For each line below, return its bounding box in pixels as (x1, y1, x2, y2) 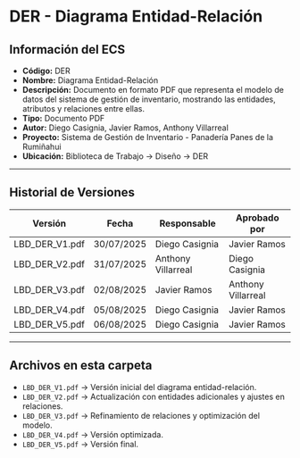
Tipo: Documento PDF (21, 113, 105, 123)
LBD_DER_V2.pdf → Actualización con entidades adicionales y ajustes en (21, 391, 286, 402)
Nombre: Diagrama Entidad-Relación (21, 75, 159, 86)
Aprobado (235, 212, 279, 224)
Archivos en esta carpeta (9, 358, 153, 373)
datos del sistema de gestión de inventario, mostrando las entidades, (21, 94, 277, 104)
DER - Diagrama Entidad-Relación (9, 6, 263, 27)
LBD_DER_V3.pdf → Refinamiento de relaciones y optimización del (21, 410, 261, 421)
